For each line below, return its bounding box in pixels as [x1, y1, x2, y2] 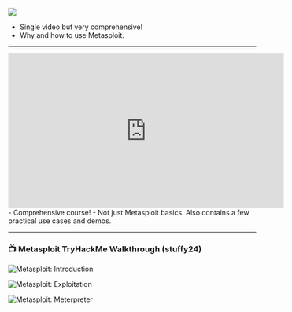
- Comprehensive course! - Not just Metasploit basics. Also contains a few [8, 208, 249, 217]
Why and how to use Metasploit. [19, 31, 124, 39]
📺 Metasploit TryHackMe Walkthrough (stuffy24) [8, 244, 202, 255]
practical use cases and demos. [8, 216, 112, 226]
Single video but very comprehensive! [19, 22, 143, 31]
